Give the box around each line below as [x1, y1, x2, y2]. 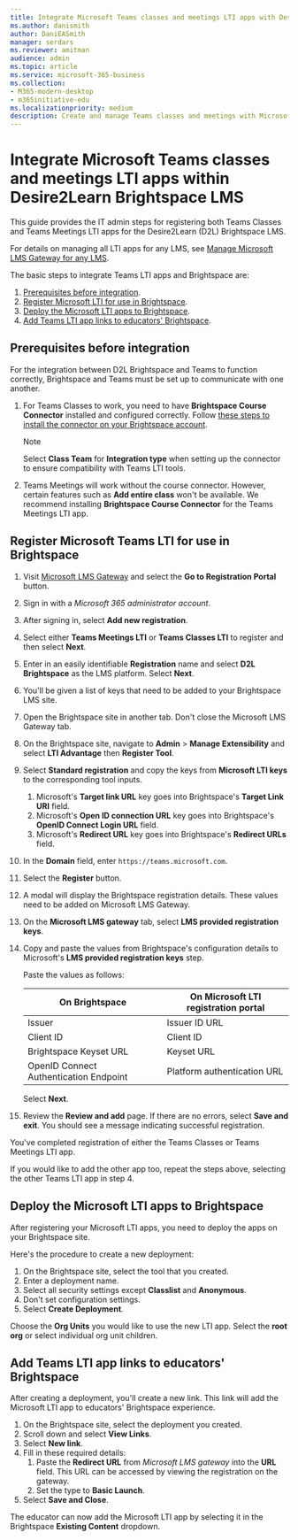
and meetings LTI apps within [10, 169, 230, 189]
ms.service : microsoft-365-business [10, 71, 145, 80]
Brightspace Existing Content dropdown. [10, 1521, 161, 1532]
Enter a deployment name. [22, 1275, 119, 1286]
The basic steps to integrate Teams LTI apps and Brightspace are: [10, 270, 250, 281]
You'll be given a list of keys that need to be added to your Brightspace [22, 685, 281, 696]
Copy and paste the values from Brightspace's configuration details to [22, 943, 279, 953]
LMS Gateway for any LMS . [10, 253, 110, 264]
